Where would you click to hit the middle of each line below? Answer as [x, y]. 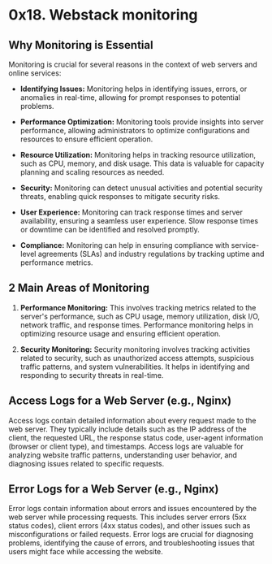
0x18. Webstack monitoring [103, 15]
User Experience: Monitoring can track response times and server [132, 212]
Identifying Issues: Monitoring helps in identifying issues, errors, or [134, 89]
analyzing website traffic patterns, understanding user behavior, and [123, 455]
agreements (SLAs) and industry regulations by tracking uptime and [151, 254]
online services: [35, 73]
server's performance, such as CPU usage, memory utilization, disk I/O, [140, 316]
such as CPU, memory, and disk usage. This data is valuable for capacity [142, 163]
